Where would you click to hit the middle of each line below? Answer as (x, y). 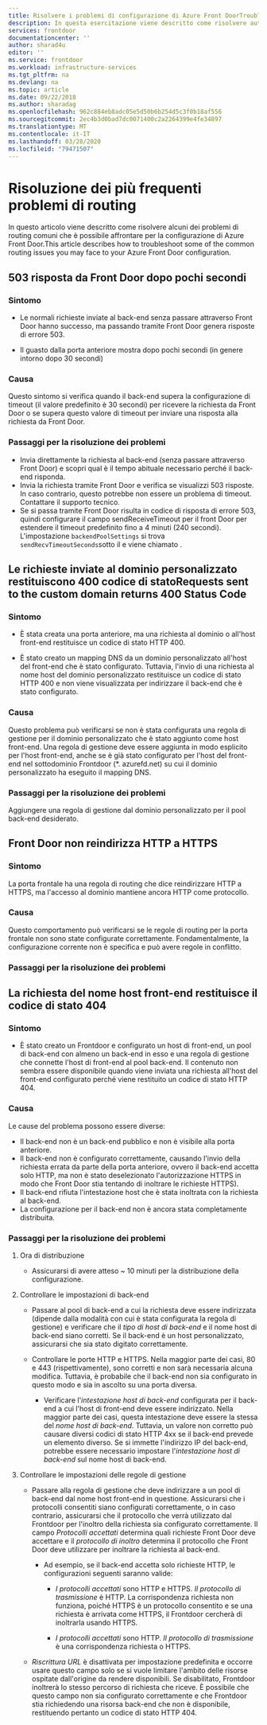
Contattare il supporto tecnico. (70, 501)
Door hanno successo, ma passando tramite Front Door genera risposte (137, 326)
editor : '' (26, 53)
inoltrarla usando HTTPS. (97, 1623)
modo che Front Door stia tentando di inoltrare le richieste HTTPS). (129, 1184)
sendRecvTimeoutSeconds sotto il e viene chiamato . (101, 544)
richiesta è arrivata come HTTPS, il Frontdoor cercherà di (149, 1614)
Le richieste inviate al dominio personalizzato (123, 569)
